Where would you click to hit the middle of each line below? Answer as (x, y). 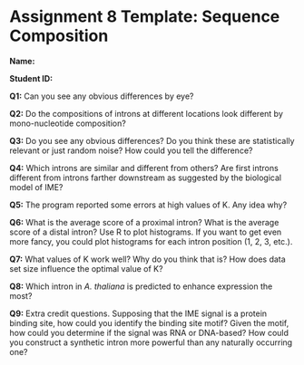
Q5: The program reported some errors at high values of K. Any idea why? (148, 205)
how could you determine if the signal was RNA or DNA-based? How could (149, 332)
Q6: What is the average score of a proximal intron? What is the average (144, 222)
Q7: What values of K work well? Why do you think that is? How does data (147, 259)
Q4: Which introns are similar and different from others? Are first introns (144, 168)
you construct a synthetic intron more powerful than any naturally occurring (151, 342)
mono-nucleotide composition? (68, 123)
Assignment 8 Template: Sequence (145, 17)
